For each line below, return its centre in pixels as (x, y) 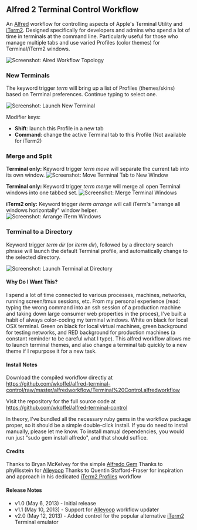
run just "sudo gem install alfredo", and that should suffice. (77, 438)
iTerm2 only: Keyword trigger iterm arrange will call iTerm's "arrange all (93, 204)
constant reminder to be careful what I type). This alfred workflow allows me (98, 338)
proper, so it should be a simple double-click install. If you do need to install (97, 426)
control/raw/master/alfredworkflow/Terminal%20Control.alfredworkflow (93, 390)
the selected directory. (33, 257)
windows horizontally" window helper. (52, 210)
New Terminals (28, 75)
